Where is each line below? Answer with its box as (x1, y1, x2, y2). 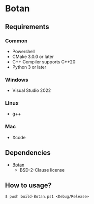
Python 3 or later (12, 64, 47, 70)
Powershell (12, 48, 35, 54)
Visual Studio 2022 (12, 87, 51, 93)
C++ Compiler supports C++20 (12, 58, 76, 64)
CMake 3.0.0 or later (12, 54, 54, 59)
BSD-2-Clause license (19, 167, 65, 173)
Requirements (5, 23, 49, 31)
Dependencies (5, 148, 51, 157)
